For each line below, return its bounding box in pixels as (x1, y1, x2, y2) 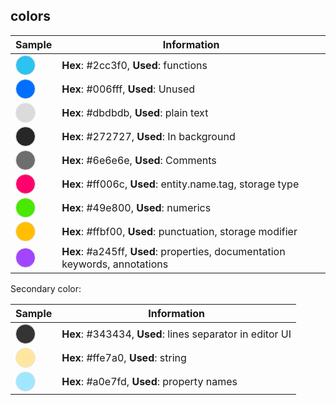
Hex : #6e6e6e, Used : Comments (61, 153, 217, 167)
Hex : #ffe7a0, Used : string (61, 350, 187, 364)
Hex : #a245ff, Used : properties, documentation (61, 244, 286, 258)
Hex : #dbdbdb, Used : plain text (61, 105, 209, 119)
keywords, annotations (61, 257, 169, 271)
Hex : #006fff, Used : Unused (61, 82, 196, 96)
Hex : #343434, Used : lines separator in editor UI (61, 327, 292, 341)
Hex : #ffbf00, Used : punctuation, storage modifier (61, 224, 298, 238)
